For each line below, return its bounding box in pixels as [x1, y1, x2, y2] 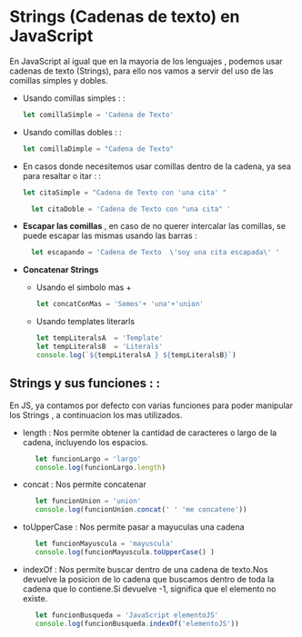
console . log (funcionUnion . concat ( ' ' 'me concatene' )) [35, 505, 247, 514]
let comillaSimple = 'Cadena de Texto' [22, 110, 175, 119]
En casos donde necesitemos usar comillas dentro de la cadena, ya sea [22, 161, 291, 172]
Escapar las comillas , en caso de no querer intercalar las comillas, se [22, 221, 287, 232]
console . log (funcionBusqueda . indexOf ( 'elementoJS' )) [35, 619, 239, 628]
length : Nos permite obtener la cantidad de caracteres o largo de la [22, 427, 277, 438]
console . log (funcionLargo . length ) [35, 463, 166, 472]
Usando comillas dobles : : [22, 126, 123, 137]
